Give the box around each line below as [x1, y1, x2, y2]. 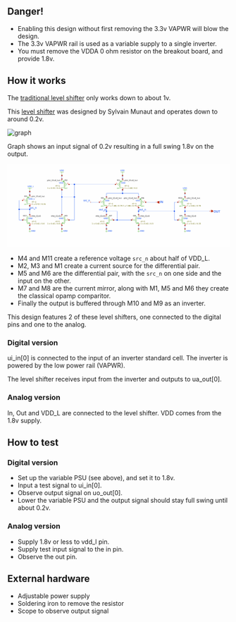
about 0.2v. [17, 504, 51, 512]
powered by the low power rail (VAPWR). [7, 361, 125, 370]
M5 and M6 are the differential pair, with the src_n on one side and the [17, 269, 222, 278]
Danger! [7, 6, 44, 18]
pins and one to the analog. [7, 320, 87, 329]
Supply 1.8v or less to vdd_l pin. [17, 537, 110, 546]
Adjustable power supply [17, 592, 90, 600]
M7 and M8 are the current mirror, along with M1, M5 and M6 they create [17, 284, 229, 293]
